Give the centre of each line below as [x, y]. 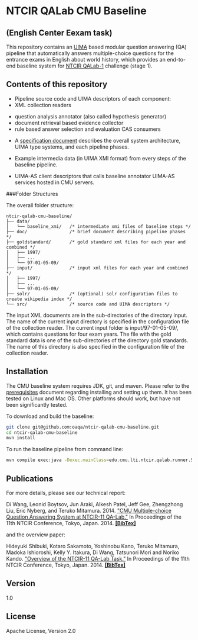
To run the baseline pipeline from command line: [65, 449]
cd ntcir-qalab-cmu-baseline [42, 432]
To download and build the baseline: [50, 416]
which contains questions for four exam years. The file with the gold [89, 334]
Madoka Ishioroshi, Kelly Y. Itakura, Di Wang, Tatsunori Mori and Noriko [93, 552]
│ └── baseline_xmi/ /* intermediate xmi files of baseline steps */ [99, 226]
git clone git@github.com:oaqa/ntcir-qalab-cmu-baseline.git [83, 427]
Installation [27, 372]
